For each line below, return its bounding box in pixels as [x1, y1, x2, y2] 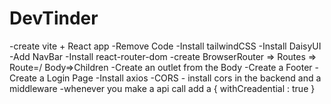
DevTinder [9, 7, 99, 30]
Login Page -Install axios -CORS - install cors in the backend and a [46, 72, 322, 84]
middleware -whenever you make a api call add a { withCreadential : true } [9, 82, 316, 94]
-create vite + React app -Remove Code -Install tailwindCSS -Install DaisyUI [9, 40, 322, 52]
